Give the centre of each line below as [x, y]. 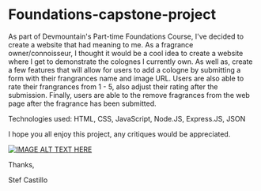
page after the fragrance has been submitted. [82, 103]
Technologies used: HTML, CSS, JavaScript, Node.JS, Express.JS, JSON [127, 118]
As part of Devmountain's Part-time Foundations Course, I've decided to [126, 36]
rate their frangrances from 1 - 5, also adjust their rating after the [113, 86]
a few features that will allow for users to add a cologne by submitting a [125, 69]
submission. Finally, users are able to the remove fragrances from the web [129, 95]
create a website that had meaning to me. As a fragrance [101, 44]
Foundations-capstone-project [112, 15]
